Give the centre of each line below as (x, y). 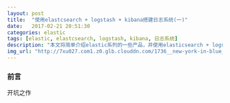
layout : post (26, 13)
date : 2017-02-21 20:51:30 (49, 26)
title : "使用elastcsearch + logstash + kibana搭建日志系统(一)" (98, 20)
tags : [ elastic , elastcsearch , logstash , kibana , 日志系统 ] (92, 39)
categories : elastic (37, 32)
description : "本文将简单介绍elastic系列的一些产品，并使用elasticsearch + (108, 45)
